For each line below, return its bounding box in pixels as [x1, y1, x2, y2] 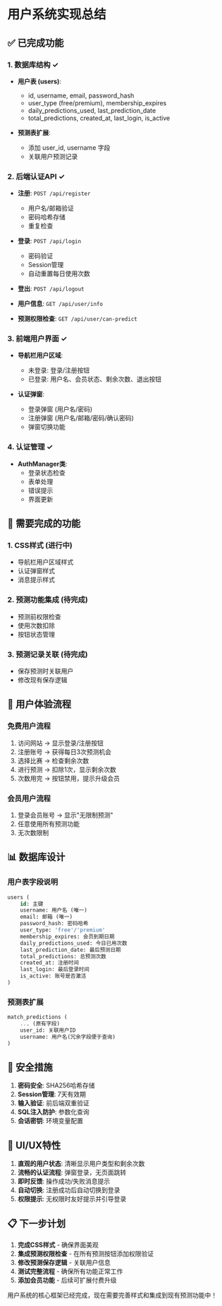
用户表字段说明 [7, 877, 58, 887]
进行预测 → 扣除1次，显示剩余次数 [17, 765, 116, 774]
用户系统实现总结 [7, 6, 107, 23]
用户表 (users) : [17, 77, 62, 86]
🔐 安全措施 [7, 1061, 53, 1073]
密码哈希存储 [27, 213, 66, 221]
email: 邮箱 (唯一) [20, 913, 73, 921]
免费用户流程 [7, 722, 51, 731]
